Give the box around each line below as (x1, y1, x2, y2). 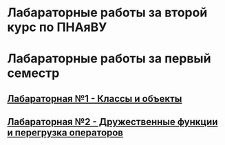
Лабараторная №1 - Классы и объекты (7, 93, 182, 104)
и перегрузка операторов (7, 127, 124, 139)
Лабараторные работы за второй (7, 5, 208, 21)
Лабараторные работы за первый (7, 51, 211, 67)
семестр (7, 65, 60, 81)
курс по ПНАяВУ (7, 19, 107, 35)
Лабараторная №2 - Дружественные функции (7, 116, 218, 128)
